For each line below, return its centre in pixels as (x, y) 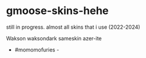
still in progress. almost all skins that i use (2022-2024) (73, 27)
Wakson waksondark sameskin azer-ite (54, 38)
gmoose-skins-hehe (57, 11)
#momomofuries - (37, 50)
